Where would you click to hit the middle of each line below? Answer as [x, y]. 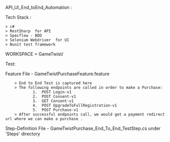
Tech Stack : [18, 17]
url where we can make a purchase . [44, 119]
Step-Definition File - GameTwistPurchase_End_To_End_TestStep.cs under [83, 128]
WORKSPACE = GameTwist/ [34, 54]
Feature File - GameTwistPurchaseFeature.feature [57, 74]
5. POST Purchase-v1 [55, 110]
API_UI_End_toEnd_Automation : [39, 7]
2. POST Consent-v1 [54, 97]
